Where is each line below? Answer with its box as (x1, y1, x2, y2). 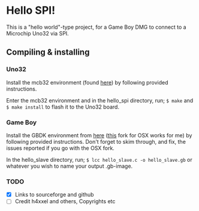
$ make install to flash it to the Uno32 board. (6, 103, 120, 110)
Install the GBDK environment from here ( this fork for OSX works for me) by (6, 131, 192, 138)
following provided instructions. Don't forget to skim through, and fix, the (6, 138, 186, 145)
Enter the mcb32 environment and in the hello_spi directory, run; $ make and (6, 97, 194, 104)
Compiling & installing (6, 47, 90, 58)
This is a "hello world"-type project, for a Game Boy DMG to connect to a (6, 23, 187, 31)
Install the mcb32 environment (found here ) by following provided (6, 79, 168, 86)
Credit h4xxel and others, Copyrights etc (14, 198, 116, 205)
